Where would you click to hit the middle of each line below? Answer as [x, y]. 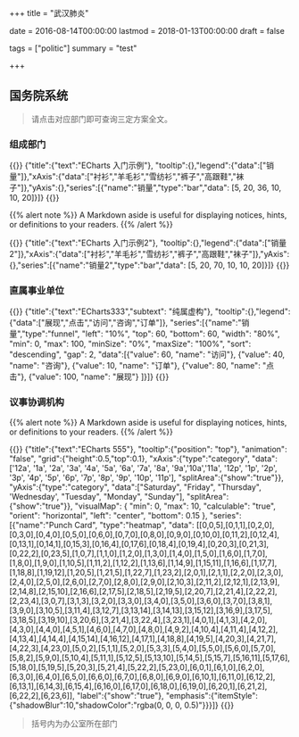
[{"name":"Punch [41, 525]
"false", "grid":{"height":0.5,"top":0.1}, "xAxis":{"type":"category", [129, 459]
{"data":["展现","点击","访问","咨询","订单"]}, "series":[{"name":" [126, 323]
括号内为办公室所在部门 [74, 723]
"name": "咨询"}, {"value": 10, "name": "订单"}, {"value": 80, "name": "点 [142, 366]
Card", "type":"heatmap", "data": [134, 525]
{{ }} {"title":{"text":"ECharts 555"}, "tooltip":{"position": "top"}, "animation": [148, 449]
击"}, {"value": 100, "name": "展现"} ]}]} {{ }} [89, 377]
